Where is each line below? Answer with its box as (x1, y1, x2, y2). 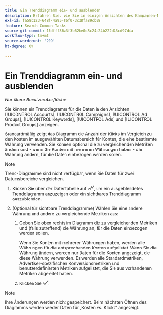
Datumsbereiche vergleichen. (5, 175, 64, 182)
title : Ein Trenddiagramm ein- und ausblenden (5, 8, 101, 13)
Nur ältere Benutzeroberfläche (5, 97, 66, 102)
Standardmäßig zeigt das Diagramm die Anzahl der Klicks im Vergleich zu (5, 131, 152, 137)
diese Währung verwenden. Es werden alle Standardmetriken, (19, 255, 143, 261)
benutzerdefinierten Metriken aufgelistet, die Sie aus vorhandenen (19, 265, 152, 271)
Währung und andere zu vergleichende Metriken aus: (12, 210, 119, 216)
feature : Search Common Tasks (5, 23, 66, 28)
